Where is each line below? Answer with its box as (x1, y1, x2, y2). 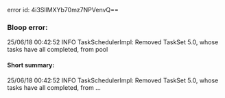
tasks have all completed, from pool (7, 46, 108, 54)
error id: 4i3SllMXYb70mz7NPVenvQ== (7, 6, 119, 14)
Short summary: (7, 61, 55, 69)
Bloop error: (7, 22, 48, 32)
